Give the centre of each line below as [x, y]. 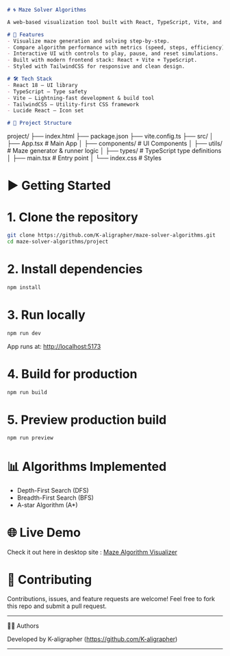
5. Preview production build [87, 420]
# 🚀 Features [26, 34]
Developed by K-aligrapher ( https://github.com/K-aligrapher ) [92, 639]
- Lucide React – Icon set [46, 111]
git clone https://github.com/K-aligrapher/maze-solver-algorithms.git [111, 235]
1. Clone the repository [73, 217]
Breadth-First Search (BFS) [55, 498]
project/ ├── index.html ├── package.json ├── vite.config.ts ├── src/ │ [111, 136]
